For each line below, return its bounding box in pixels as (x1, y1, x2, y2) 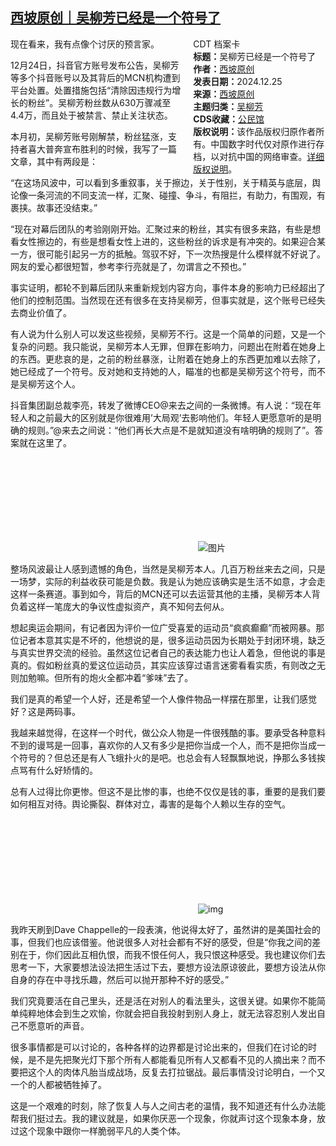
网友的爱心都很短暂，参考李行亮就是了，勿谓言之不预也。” (10, 260, 247, 272)
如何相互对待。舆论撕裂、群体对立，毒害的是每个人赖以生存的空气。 (10, 798, 291, 810)
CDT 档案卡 (193, 38, 241, 50)
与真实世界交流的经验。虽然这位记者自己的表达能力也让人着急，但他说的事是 (10, 646, 326, 658)
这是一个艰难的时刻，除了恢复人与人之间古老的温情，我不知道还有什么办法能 (10, 1099, 326, 1112)
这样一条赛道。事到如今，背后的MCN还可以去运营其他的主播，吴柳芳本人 (10, 588, 312, 600)
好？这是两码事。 (10, 705, 81, 717)
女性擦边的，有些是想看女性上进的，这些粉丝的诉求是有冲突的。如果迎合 (18, 235, 317, 247)
